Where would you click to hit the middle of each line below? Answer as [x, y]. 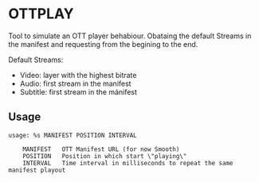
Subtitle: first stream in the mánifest [78, 91]
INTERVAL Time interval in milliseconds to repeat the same [128, 163]
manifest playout [37, 170]
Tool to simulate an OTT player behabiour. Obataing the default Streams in [130, 36]
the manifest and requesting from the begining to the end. [103, 44]
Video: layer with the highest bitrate [78, 75]
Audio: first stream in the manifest [75, 83]
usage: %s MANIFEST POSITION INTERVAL [73, 135]
